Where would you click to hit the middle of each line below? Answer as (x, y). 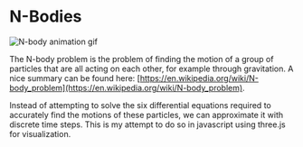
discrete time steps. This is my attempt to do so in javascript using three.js (148, 124)
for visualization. (40, 133)
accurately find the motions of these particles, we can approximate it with (146, 115)
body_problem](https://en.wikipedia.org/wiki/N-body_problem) (126, 87)
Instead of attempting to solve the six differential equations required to (140, 105)
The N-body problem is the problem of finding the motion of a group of (142, 59)
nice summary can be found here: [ (75, 78)
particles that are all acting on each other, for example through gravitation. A (151, 69)
